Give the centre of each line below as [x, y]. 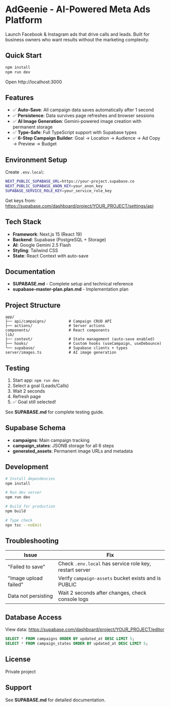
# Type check [19, 520]
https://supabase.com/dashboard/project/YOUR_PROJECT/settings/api [79, 206]
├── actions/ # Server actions [55, 326]
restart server [74, 570]
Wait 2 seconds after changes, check [102, 593]
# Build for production [30, 506]
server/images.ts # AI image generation [61, 352]
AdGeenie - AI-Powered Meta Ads [78, 9]
